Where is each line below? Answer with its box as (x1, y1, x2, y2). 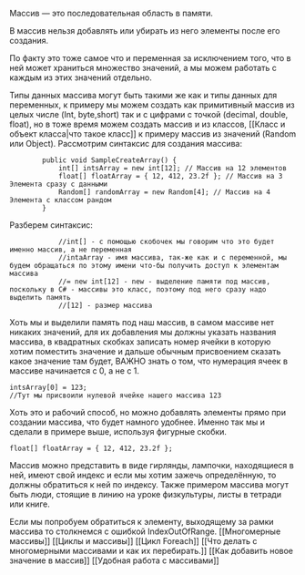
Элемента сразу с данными (9, 180, 107, 189)
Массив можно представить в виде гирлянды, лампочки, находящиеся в (9, 460, 294, 470)
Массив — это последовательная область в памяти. (9, 8, 214, 18)
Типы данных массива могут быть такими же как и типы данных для (9, 90, 278, 100)
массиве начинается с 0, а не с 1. (9, 365, 139, 376)
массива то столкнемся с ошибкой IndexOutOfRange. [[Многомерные (9, 526, 281, 537)
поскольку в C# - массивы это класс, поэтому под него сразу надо (9, 285, 267, 294)
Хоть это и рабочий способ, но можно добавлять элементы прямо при (9, 407, 287, 417)
